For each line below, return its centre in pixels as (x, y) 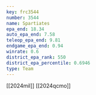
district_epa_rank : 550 (36, 57)
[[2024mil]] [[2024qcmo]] (39, 86)
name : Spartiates (28, 23)
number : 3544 (23, 18)
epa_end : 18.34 (25, 29)
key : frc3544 (23, 12)
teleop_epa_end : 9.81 (34, 40)
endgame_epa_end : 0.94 (35, 46)
